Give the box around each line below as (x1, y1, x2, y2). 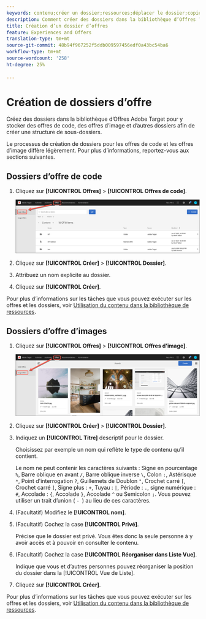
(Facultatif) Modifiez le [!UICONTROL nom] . (15, 509, 126, 516)
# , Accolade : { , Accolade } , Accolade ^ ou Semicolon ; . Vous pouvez (15, 490, 191, 498)
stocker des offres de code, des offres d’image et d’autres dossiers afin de (6, 122, 195, 129)
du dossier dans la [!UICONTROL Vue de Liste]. (15, 569, 135, 577)
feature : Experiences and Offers (6, 29, 92, 36)
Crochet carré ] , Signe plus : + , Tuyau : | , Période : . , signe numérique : (15, 484, 196, 492)
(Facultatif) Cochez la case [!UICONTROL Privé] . (15, 521, 139, 528)
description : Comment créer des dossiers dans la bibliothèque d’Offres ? (6, 16, 202, 23)
